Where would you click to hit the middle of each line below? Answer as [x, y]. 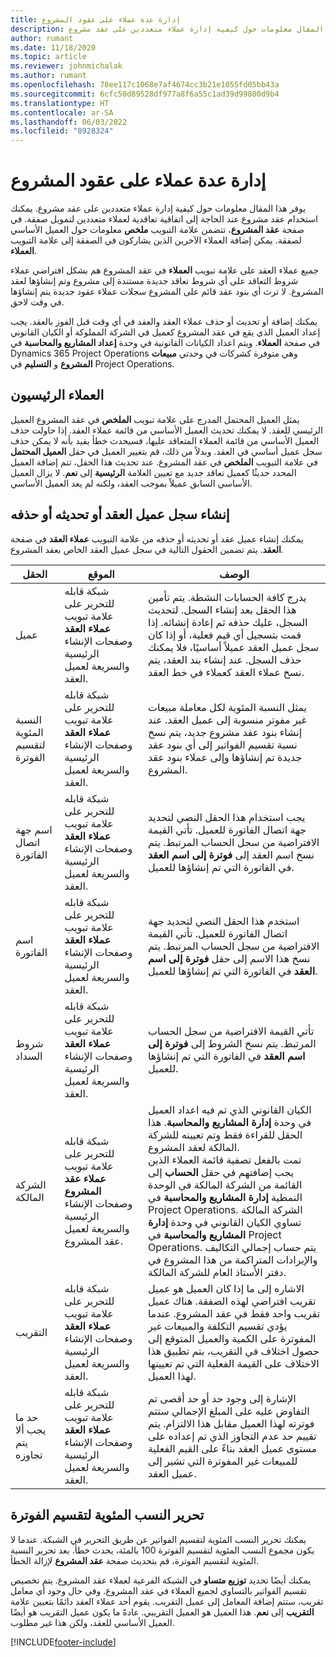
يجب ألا [31, 1429]
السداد [29, 1056]
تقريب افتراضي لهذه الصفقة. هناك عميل [232, 1301]
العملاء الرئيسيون [57, 395]
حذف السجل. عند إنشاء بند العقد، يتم [224, 659]
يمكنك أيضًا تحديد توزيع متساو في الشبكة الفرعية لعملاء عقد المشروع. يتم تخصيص [161, 1580]
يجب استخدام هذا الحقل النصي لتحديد [226, 817]
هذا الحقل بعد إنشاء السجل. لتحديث [222, 609]
